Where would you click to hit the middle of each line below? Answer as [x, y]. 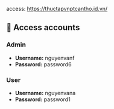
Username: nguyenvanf [45, 58]
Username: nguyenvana [45, 93]
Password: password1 [43, 99]
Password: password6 [43, 64]
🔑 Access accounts [43, 27]
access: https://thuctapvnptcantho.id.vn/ [57, 9]
